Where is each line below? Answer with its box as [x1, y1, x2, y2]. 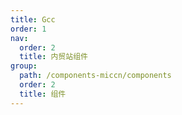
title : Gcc [10, 14, 56, 25]
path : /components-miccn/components [19, 71, 172, 81]
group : [10, 61, 38, 71]
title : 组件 [19, 89, 67, 99]
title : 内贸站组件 [19, 52, 88, 62]
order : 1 [10, 24, 47, 34]
